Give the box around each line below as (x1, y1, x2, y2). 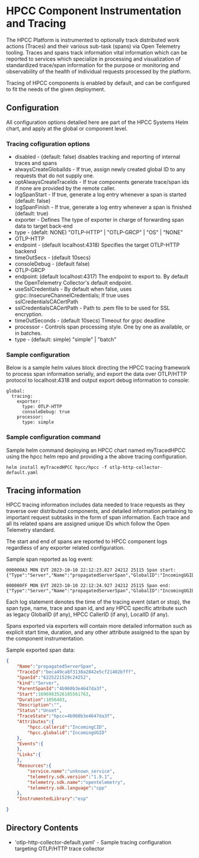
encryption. (14, 311, 43, 318)
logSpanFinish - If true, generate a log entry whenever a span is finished (14, 203, 192, 211)
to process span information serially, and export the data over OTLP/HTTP (6, 371, 187, 378)
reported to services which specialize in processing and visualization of (6, 55, 181, 62)
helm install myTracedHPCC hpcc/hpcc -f (6, 464, 108, 470)
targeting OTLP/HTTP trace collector (14, 845, 105, 852)
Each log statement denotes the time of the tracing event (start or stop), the (6, 598, 191, 605)
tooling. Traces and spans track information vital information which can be (6, 49, 188, 56)
